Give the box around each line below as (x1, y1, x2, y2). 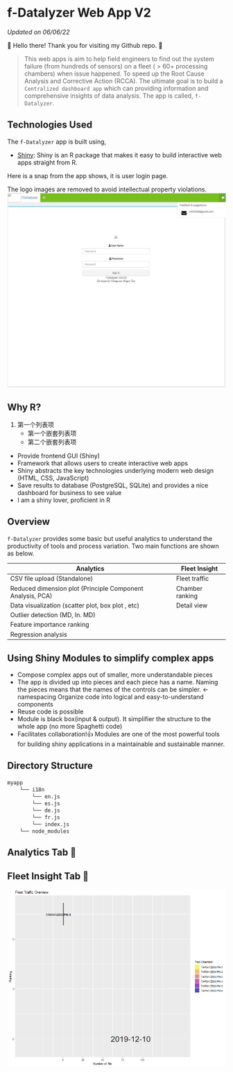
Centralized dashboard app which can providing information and (24, 84, 209, 92)
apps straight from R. (17, 158, 78, 166)
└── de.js (32, 806, 60, 814)
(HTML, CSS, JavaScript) (17, 474, 89, 482)
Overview (7, 516, 51, 528)
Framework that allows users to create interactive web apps (17, 459, 189, 467)
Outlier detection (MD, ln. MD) (10, 611, 96, 619)
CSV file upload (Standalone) (10, 574, 94, 583)
